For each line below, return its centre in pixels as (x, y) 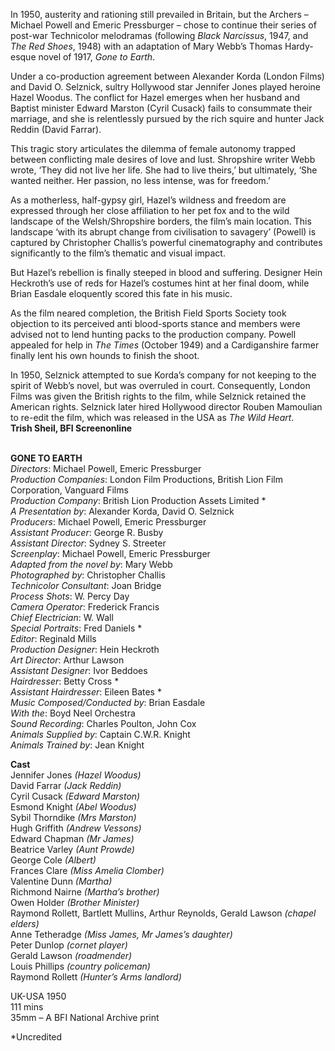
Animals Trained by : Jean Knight (77, 745)
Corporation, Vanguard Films (69, 490)
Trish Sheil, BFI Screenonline (71, 428)
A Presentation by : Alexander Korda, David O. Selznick (122, 511)
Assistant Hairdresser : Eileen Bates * (86, 692)
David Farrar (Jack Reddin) (66, 785)
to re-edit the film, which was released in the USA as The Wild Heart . (152, 417)
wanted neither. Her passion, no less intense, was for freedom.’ (140, 180)
